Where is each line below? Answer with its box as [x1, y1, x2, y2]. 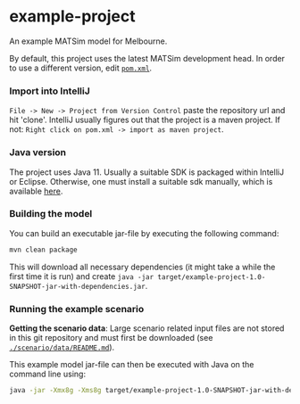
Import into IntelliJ [9, 85, 91, 97]
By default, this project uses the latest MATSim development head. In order [9, 53, 286, 63]
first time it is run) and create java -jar [9, 270, 154, 282]
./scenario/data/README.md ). [9, 342, 115, 352]
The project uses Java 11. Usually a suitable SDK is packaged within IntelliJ [9, 167, 284, 177]
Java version [9, 146, 67, 159]
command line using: [9, 368, 87, 379]
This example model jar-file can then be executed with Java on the [9, 359, 254, 369]
